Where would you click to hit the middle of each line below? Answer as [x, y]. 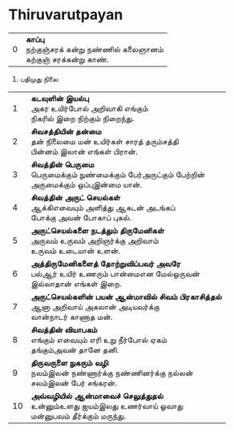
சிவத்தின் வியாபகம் [64, 329]
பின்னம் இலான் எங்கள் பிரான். [84, 151]
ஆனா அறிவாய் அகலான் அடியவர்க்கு [95, 306]
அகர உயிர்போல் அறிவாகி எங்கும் [89, 108]
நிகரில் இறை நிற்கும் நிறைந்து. [83, 118]
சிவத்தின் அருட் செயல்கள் [76, 197]
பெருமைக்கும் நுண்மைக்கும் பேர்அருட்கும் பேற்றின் [118, 174]
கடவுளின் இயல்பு [60, 98]
